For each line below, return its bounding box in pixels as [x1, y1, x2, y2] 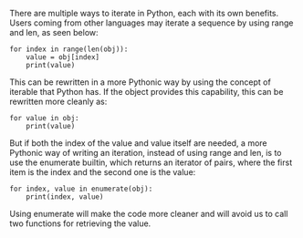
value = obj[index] [26, 53, 100, 62]
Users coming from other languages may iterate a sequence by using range [9, 17, 294, 28]
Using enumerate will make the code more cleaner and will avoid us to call [9, 209, 288, 219]
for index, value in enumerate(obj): [9, 184, 153, 193]
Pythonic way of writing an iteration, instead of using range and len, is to [9, 148, 282, 158]
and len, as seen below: [9, 27, 99, 37]
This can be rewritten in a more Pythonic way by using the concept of [9, 77, 271, 88]
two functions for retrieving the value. [9, 218, 151, 229]
